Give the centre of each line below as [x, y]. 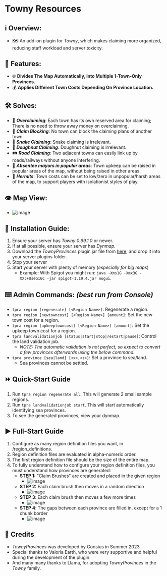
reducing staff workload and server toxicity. [57, 48]
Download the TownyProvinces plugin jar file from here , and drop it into [86, 251]
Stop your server [30, 262]
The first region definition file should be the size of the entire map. [81, 459]
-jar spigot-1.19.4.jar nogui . [79, 278]
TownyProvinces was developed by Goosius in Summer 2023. [76, 546]
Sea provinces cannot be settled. [54, 363]
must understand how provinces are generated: [62, 470]
